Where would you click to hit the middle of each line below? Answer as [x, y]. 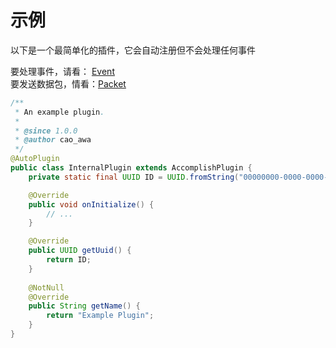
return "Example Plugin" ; [100, 316]
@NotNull [46, 287]
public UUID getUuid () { [80, 251]
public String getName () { [84, 306]
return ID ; [69, 260]
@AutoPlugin [35, 159]
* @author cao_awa [53, 140]
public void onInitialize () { [91, 204]
